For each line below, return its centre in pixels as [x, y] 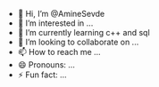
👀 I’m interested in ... [55, 23]
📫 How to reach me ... [59, 52]
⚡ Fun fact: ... [42, 75]
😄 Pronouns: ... [46, 65]
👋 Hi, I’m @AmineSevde [61, 14]
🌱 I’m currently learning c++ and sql [84, 32]
